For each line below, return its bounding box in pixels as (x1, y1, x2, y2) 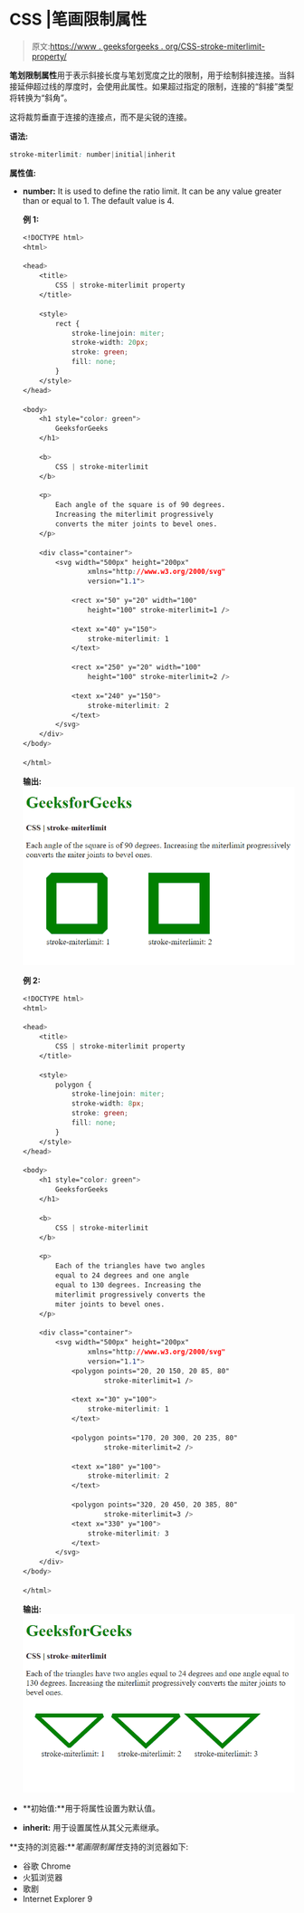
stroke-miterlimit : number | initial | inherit (9, 149, 176, 159)
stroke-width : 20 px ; (71, 338, 149, 348)
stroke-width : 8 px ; (71, 1099, 145, 1108)
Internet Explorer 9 (22, 1893, 93, 1904)
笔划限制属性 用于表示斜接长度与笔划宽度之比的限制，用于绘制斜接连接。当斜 (9, 70, 295, 81)
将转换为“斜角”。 (9, 92, 72, 103)
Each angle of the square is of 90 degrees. (55, 501, 226, 510)
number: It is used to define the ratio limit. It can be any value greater (22, 186, 282, 196)
